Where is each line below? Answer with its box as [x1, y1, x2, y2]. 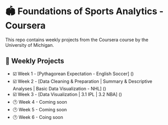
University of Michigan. [5, 42, 54, 48]
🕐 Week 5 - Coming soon [12, 106, 67, 112]
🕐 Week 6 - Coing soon [12, 114, 64, 120]
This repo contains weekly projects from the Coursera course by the [5, 37, 149, 43]
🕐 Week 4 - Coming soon [12, 99, 67, 105]
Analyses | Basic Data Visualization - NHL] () [12, 85, 106, 91]
